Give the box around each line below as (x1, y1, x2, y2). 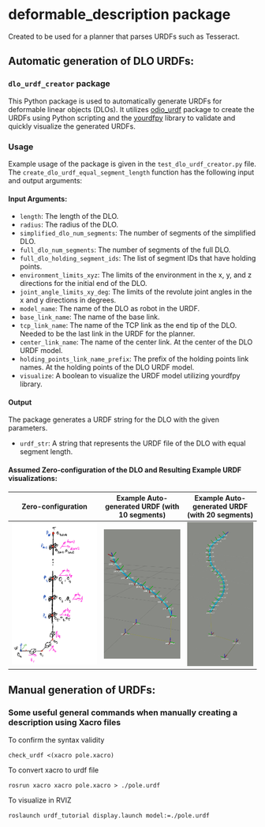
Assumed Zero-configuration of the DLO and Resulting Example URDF (8, 464, 242, 475)
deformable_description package (8, 6, 231, 24)
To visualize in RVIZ (8, 795, 73, 805)
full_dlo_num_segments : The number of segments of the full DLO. (19, 245, 231, 254)
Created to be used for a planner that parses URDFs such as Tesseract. (8, 32, 241, 41)
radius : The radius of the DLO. (19, 220, 119, 230)
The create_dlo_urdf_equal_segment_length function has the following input (8, 167, 255, 177)
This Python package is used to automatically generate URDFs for (8, 96, 222, 106)
